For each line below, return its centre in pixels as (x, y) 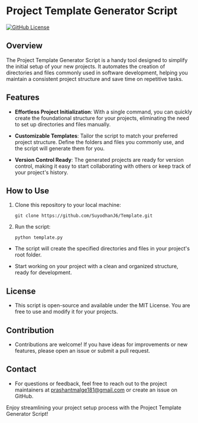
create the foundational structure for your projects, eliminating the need (102, 118)
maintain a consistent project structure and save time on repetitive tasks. (95, 79)
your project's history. (41, 172)
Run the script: (33, 227)
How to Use (28, 191)
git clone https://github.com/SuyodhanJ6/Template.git (84, 216)
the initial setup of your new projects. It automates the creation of (86, 66)
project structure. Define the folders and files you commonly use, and (99, 142)
